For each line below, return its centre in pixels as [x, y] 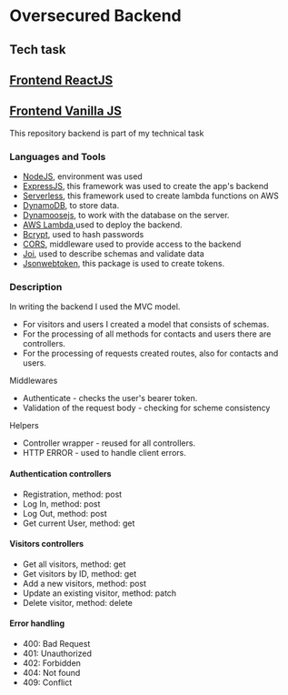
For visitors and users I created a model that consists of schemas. [146, 325]
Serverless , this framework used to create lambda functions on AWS [151, 196]
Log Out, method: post [65, 513]
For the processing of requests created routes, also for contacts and [150, 353]
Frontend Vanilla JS [66, 111]
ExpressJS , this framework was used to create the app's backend [145, 186]
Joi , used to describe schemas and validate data [113, 254]
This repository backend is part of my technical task [107, 133]
